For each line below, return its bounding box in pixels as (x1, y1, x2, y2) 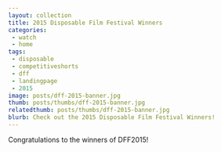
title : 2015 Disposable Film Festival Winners (8, 19, 163, 27)
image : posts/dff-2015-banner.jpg (8, 92, 121, 100)
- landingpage (11, 77, 58, 85)
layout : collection (8, 11, 72, 20)
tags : (8, 48, 26, 56)
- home (11, 41, 34, 49)
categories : (8, 26, 47, 34)
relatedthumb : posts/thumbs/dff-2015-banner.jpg (8, 107, 170, 114)
